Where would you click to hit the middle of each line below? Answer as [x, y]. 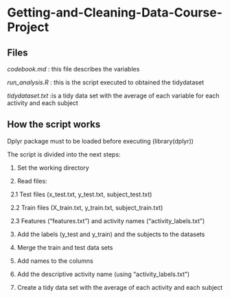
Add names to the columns [55, 261]
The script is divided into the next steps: [64, 154]
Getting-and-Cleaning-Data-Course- [115, 13]
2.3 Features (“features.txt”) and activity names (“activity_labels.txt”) [107, 220]
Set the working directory [53, 168]
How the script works [54, 125]
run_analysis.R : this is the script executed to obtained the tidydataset [106, 82]
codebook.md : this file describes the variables [73, 69]
